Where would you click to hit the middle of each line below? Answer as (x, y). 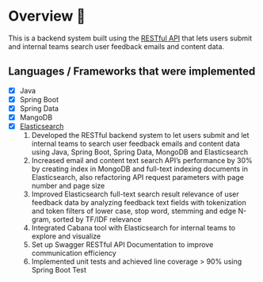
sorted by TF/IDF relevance (97, 219)
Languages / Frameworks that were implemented (132, 72)
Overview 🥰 (47, 16)
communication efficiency (74, 253)
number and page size (68, 186)
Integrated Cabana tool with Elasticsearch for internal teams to (133, 228)
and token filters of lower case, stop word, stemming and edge (134, 211)
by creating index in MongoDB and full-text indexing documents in (139, 169)
